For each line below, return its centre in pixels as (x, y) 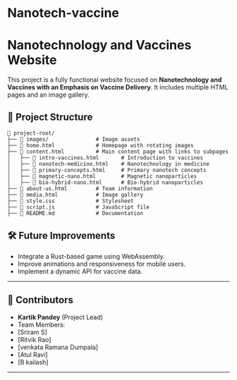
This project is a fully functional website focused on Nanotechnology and (115, 80)
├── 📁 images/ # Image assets (74, 139)
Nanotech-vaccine (63, 13)
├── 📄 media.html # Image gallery (75, 195)
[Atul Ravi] (32, 355)
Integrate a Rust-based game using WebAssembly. (91, 256)
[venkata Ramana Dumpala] (58, 347)
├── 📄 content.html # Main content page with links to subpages (118, 152)
